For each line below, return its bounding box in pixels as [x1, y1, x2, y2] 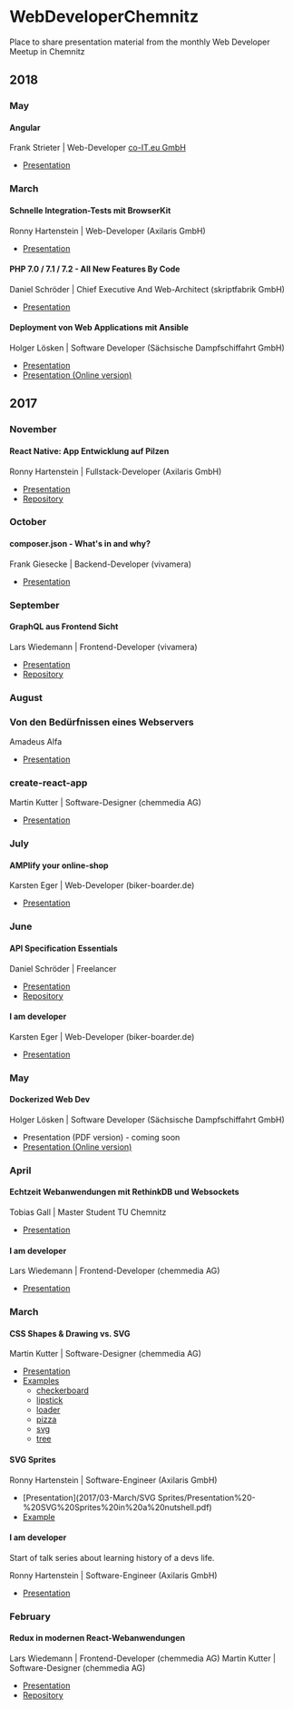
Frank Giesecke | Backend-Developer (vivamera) [9, 558, 192, 569]
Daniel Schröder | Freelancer [9, 963, 117, 973]
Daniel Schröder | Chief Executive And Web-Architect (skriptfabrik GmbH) [9, 283, 286, 294]
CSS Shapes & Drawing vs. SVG [9, 1328, 131, 1339]
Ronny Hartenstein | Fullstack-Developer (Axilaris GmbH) [9, 466, 222, 477]
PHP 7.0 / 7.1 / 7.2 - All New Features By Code [9, 263, 181, 274]
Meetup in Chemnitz [9, 45, 85, 56]
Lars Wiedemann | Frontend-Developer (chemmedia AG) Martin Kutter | [9, 1653, 277, 1664]
